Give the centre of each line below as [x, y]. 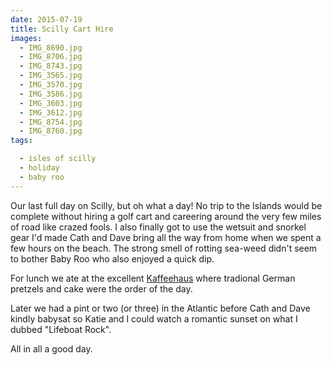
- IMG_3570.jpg [51, 85]
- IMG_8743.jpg [51, 66]
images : [26, 38]
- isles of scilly [58, 159]
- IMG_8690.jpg [51, 47]
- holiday [39, 168]
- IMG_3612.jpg [51, 112]
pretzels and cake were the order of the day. [101, 288]
